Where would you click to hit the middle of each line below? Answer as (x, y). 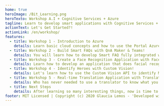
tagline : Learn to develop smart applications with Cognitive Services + (82, 23)
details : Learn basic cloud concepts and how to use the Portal (81, 46)
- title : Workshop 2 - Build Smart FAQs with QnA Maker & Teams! (77, 50)
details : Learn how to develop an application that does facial (81, 64)
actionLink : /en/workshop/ (32, 32)
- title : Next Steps (30, 87)
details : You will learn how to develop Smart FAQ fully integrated (85, 55)
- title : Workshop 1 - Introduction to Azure (57, 42)
